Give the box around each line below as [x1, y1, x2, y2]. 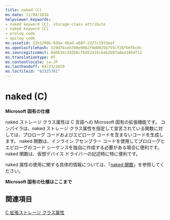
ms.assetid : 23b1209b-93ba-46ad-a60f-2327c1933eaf [5, 41, 115, 46]
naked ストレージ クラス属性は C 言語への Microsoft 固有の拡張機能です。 [5, 119, 160, 125]
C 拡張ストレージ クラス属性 [5, 209, 65, 215]
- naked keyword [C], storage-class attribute [5, 21, 106, 27]
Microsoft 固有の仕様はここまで [5, 178, 72, 184]
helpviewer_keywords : [5, 17, 51, 22]
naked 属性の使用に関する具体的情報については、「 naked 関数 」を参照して [5, 161, 160, 168]
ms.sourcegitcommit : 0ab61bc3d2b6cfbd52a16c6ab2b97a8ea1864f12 [5, 50, 143, 55]
